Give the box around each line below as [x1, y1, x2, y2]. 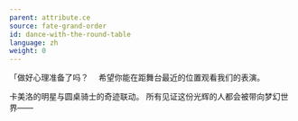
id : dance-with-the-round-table [9, 30, 131, 39]
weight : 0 [9, 47, 47, 56]
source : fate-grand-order [9, 22, 107, 30]
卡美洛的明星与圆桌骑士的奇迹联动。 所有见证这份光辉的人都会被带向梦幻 [9, 91, 281, 102]
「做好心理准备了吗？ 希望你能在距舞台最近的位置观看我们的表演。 [9, 73, 265, 83]
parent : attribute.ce [9, 13, 91, 22]
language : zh [9, 38, 59, 48]
